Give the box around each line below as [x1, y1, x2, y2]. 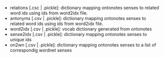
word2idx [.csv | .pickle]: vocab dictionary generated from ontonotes [9, 26, 152, 32]
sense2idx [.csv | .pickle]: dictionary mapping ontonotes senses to [9, 31, 147, 37]
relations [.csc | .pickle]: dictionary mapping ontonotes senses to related [9, 5, 159, 10]
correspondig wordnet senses [9, 47, 72, 53]
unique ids [9, 36, 32, 42]
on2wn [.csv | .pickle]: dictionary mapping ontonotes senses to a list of [9, 42, 156, 47]
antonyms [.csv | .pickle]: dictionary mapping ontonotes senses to [9, 15, 146, 21]
